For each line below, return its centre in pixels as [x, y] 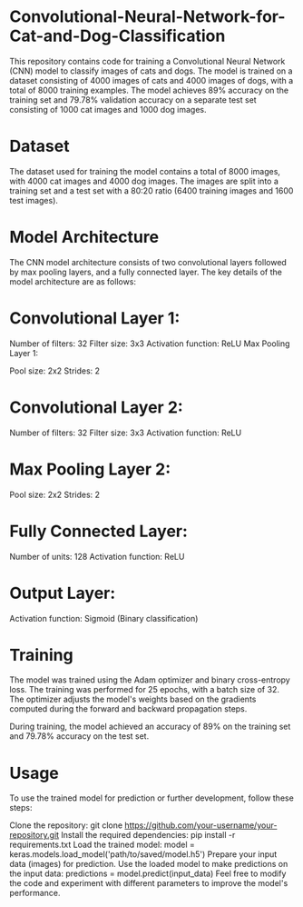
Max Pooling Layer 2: [90, 469]
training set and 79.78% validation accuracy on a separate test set [133, 100]
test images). [34, 200]
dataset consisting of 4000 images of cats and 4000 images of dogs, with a [151, 80]
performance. [35, 893]
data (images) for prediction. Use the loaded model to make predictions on [149, 864]
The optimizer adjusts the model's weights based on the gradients [133, 699]
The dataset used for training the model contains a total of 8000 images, [145, 171]
